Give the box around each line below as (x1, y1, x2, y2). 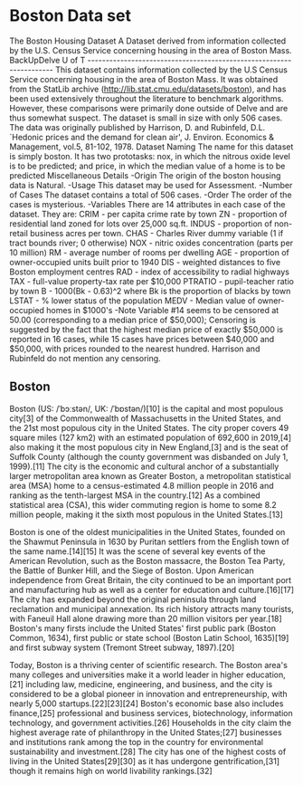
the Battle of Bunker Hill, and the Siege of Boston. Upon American (9, 565, 255, 576)
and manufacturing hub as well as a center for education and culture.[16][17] (9, 584, 295, 595)
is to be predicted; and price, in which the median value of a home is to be (9, 160, 286, 171)
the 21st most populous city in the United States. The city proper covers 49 (9, 422, 289, 433)
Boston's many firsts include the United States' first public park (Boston (9, 622, 277, 634)
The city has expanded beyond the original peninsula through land (9, 594, 257, 605)
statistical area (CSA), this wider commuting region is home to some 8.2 (9, 499, 278, 510)
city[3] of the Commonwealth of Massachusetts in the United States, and (9, 413, 281, 424)
